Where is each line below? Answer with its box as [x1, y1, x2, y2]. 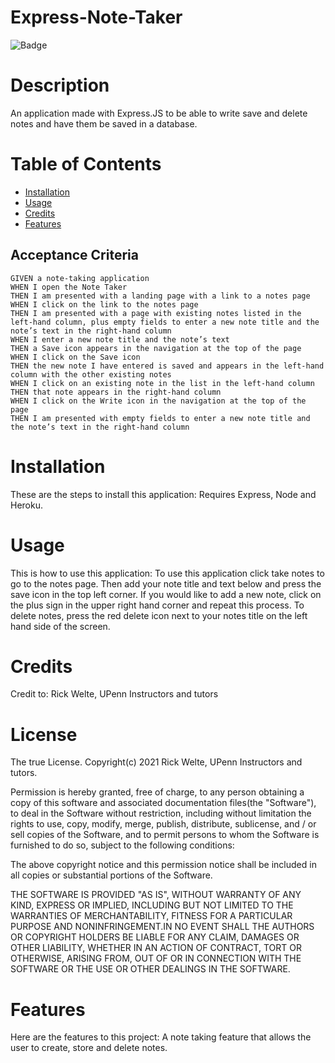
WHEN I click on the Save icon [10, 352, 141, 362]
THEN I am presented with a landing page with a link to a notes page [10, 291, 311, 301]
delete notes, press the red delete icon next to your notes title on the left [10, 609, 308, 621]
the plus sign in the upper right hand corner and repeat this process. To [10, 599, 305, 611]
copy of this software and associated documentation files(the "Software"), [10, 797, 317, 809]
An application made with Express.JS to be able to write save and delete [10, 107, 308, 119]
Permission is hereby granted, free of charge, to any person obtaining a [10, 786, 305, 798]
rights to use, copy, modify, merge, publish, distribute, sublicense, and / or [10, 818, 317, 830]
